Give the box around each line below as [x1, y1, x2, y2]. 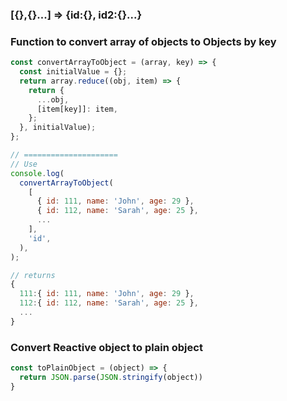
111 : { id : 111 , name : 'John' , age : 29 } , [19, 289, 195, 299]
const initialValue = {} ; [19, 67, 128, 77]
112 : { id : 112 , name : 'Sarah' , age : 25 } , [19, 298, 199, 308]
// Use [10, 159, 38, 169]
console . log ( [10, 168, 65, 178]
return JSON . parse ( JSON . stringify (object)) [19, 373, 203, 383]
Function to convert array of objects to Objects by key [10, 34, 277, 48]
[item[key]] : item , [36, 104, 118, 114]
